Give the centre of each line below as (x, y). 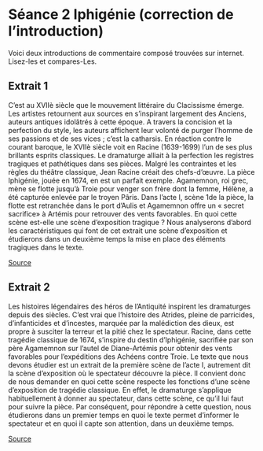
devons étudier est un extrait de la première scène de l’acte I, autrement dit (130, 364)
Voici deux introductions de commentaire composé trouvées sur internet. (126, 53)
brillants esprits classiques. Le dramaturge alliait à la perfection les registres (131, 155)
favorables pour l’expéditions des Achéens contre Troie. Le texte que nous (128, 357)
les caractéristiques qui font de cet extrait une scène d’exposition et (118, 231)
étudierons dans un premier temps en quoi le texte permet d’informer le (124, 415)
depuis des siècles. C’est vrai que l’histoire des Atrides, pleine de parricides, (131, 314)
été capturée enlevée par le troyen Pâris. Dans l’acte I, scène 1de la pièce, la (131, 197)
